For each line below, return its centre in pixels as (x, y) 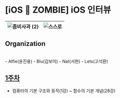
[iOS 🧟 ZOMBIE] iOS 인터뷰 (58, 10)
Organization (25, 44)
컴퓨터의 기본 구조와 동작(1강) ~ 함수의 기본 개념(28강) (64, 91)
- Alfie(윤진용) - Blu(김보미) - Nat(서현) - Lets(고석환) (57, 61)
